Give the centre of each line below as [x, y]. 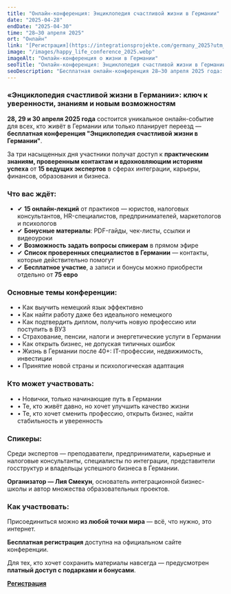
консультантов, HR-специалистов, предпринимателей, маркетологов [119, 216]
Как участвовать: [38, 507]
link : [15, 45]
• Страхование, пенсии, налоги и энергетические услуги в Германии [119, 337]
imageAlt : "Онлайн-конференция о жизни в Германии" [82, 59]
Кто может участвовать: [51, 384]
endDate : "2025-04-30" [40, 26]
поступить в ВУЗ [42, 329]
